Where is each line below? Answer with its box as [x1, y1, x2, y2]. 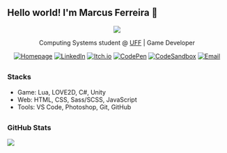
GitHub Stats [7, 122, 52, 132]
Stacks [7, 72, 31, 82]
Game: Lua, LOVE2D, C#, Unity [17, 88, 107, 96]
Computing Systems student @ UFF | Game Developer [39, 38, 195, 47]
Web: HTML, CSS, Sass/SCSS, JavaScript [17, 95, 137, 104]
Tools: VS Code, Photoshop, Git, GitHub [17, 102, 132, 111]
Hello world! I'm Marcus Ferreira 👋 [7, 7, 158, 19]
